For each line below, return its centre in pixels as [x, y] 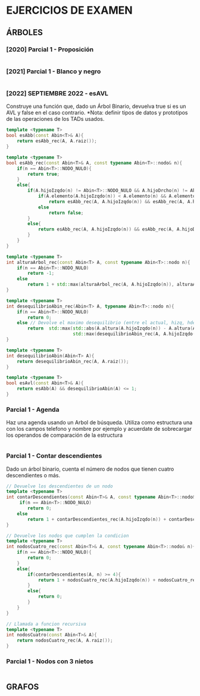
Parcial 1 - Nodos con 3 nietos [50, 661]
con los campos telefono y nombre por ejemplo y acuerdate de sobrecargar [99, 429]
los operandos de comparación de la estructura [65, 435]
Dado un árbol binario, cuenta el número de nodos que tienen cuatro [90, 469]
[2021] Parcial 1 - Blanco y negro [54, 71]
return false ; [66, 213]
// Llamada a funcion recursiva [46, 624]
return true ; [44, 174]
